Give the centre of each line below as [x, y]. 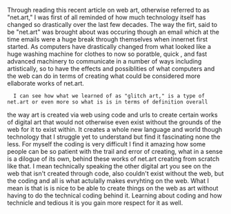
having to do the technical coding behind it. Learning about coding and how [115, 195]
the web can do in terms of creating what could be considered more [104, 76]
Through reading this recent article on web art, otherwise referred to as [109, 10]
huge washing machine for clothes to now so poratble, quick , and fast [107, 54]
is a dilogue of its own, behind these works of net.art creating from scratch [113, 159]
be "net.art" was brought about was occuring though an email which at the [113, 32]
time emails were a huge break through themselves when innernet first [108, 39]
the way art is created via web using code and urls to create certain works [113, 115]
